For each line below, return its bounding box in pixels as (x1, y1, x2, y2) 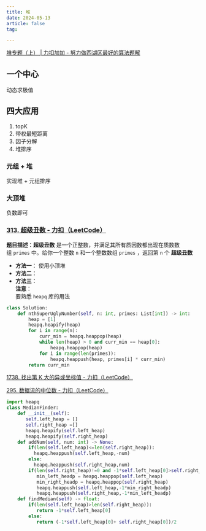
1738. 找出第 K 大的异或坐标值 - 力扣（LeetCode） (6, 374, 134, 381)
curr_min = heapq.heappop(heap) (39, 333, 122, 339)
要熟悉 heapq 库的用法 (15, 292, 71, 300)
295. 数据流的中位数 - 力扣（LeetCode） (6, 387, 109, 394)
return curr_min (28, 362, 70, 368)
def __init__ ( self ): (17, 411, 70, 417)
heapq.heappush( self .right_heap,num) (33, 462, 131, 468)
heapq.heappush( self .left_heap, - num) (33, 451, 131, 457)
